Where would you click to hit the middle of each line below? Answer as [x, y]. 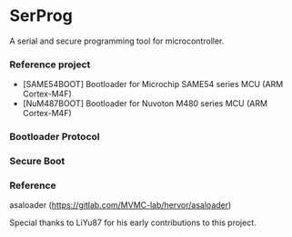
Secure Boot [37, 162]
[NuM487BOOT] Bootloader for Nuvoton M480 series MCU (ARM [145, 104]
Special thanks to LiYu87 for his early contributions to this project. [133, 222]
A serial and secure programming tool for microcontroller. [117, 41]
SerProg [41, 16]
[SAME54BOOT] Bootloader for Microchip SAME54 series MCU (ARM [153, 84]
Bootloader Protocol [55, 137]
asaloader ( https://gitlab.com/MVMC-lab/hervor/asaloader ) [121, 205]
